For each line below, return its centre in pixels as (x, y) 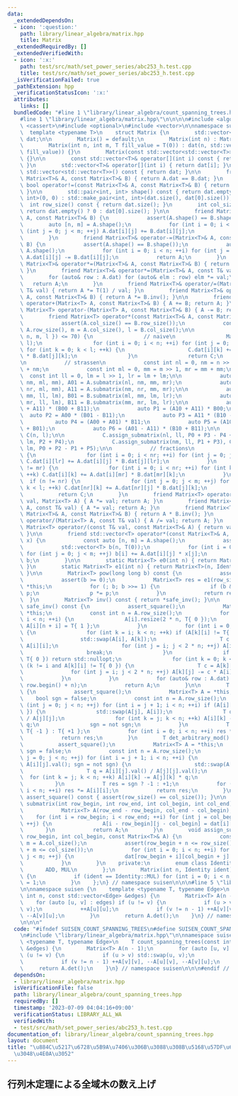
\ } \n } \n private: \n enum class (114, 863)
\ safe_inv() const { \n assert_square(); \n (103, 606)
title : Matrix (41, 40)
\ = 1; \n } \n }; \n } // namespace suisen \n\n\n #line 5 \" (121, 883)
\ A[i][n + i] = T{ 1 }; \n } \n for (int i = (121, 626)
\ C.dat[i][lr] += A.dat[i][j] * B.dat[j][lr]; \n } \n (119, 462)
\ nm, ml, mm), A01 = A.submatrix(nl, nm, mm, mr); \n (101, 382)
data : (15, 14)
